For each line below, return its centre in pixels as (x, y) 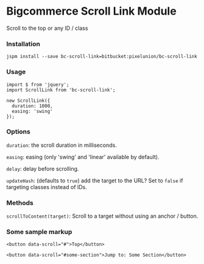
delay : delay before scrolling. (43, 168)
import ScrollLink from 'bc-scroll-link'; (61, 90)
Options (18, 132)
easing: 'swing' (32, 111)
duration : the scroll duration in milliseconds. (62, 145)
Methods (20, 202)
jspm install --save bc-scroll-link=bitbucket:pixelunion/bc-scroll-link (102, 57)
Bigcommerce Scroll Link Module (91, 11)
